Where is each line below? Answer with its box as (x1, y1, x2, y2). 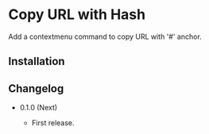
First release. (31, 118, 75, 128)
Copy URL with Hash (8, 6, 145, 24)
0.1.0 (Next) (19, 103, 58, 113)
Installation (8, 55, 65, 68)
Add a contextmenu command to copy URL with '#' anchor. (8, 32, 203, 41)
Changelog (8, 82, 64, 95)
